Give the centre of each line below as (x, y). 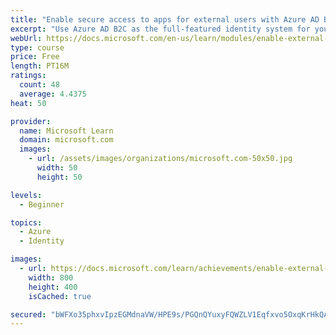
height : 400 (53, 287)
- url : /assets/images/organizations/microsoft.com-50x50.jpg (160, 159)
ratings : (28, 76)
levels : (26, 195)
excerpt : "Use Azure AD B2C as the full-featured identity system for (160, 29)
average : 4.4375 (53, 94)
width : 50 (57, 168)
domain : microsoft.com (66, 140)
